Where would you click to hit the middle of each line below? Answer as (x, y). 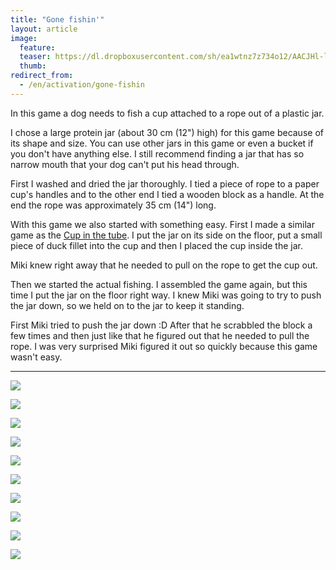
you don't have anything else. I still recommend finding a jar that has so (157, 153)
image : (24, 38)
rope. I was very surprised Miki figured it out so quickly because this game (164, 346)
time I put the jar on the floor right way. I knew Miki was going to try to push (166, 295)
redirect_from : (42, 76)
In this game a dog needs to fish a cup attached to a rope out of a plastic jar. (167, 113)
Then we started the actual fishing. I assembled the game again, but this (159, 284)
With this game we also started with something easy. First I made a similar (162, 224)
